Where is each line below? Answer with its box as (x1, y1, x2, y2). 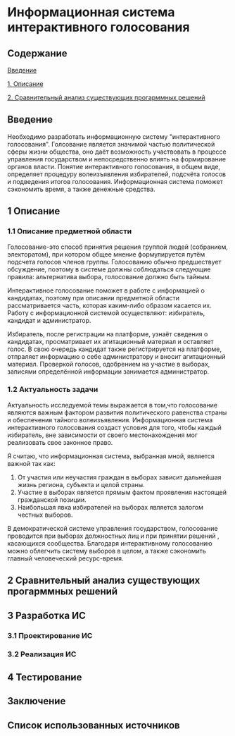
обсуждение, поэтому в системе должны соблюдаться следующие (7, 265, 211, 274)
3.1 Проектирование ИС (7, 630, 93, 640)
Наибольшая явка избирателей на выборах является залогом (17, 503, 204, 511)
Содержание (7, 47, 68, 59)
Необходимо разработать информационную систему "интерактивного (7, 132, 220, 141)
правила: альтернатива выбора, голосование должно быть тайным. (7, 272, 212, 281)
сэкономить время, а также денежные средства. (7, 185, 156, 193)
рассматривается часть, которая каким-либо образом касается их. (7, 301, 212, 309)
